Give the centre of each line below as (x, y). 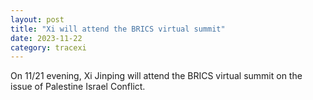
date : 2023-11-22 (46, 38)
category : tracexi (48, 47)
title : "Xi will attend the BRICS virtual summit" (118, 29)
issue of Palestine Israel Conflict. (78, 87)
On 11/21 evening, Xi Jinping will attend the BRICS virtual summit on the (156, 76)
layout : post (37, 19)
